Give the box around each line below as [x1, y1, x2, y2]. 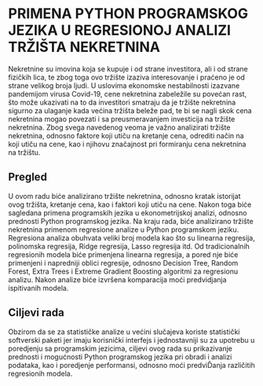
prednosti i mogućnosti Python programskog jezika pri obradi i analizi [8, 351, 232, 362]
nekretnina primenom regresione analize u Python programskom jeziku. [8, 225, 239, 234]
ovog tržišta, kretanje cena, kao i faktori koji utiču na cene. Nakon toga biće [8, 200, 252, 209]
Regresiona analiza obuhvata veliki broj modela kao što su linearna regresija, [8, 233, 255, 242]
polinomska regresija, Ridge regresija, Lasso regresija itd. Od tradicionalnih [8, 241, 250, 251]
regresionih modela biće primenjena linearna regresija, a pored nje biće [8, 249, 239, 259]
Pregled [8, 171, 47, 184]
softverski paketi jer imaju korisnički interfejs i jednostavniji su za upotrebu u [8, 335, 255, 344]
